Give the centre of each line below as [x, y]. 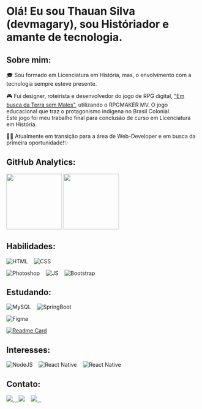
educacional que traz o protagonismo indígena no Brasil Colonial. [88, 111]
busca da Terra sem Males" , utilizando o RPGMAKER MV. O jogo [87, 105]
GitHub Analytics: [41, 163]
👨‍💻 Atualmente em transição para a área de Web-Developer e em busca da [101, 136]
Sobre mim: [29, 60]
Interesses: [28, 350]
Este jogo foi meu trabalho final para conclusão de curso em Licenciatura [99, 118]
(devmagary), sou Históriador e [88, 24]
